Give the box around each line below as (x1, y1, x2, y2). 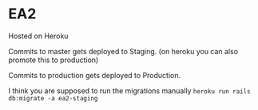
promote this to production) (8, 55, 99, 65)
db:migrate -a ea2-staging (8, 94, 98, 102)
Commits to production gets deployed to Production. (8, 70, 181, 80)
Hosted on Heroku (8, 31, 69, 41)
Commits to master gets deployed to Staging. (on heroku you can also (8, 46, 238, 56)
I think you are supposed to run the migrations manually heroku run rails (8, 85, 251, 96)
